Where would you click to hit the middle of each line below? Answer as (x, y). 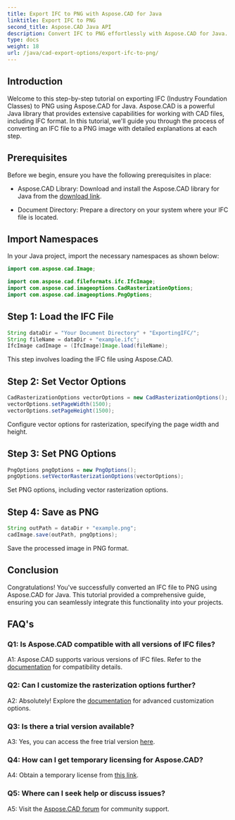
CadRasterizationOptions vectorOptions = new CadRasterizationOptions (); (118, 398)
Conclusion (33, 570)
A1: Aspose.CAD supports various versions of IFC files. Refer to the (104, 660)
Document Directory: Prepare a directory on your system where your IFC (123, 210)
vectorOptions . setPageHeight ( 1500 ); (61, 411)
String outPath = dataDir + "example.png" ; (72, 528)
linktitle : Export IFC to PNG (52, 20)
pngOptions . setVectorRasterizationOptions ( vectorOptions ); (96, 476)
